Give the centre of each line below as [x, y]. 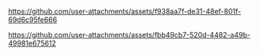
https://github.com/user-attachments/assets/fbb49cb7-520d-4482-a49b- [129, 35]
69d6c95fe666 [33, 20]
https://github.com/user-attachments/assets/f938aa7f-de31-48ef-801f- [125, 11]
